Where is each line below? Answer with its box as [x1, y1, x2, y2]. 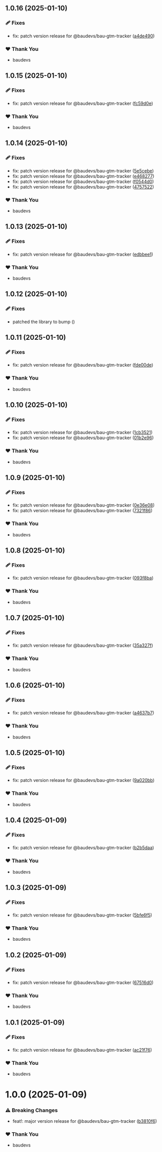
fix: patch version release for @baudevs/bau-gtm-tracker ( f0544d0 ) [12, 178, 154, 185]
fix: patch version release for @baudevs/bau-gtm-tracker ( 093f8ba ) [12, 575, 154, 581]
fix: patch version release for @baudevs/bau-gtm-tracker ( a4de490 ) [12, 33, 155, 39]
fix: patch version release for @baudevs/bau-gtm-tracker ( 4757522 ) [12, 184, 154, 190]
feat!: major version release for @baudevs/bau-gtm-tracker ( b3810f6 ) [12, 1118, 157, 1124]
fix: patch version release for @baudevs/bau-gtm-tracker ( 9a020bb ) [12, 777, 155, 783]
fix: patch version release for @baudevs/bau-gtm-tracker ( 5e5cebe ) [12, 167, 154, 173]
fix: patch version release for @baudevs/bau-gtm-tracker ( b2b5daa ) [12, 844, 154, 851]
